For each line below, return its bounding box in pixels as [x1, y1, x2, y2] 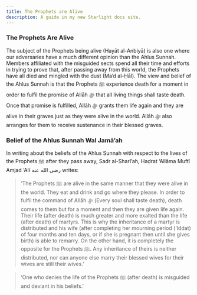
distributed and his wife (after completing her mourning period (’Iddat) [20, 225, 192, 232]
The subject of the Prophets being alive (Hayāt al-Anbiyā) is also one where [6, 47, 190, 54]
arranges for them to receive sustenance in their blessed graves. [6, 121, 163, 128]
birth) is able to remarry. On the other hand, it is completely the [20, 237, 174, 244]
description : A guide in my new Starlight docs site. [6, 14, 142, 20]
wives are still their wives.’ [20, 261, 84, 268]
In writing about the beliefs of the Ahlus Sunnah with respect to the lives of [6, 150, 188, 157]
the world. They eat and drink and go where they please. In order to [20, 189, 185, 196]
